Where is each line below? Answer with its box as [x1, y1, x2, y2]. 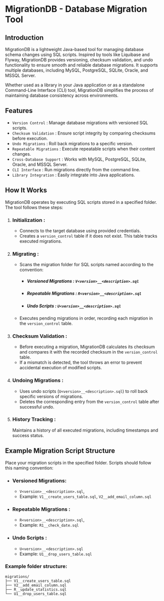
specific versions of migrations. [19, 393, 83, 399]
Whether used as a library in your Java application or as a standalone [5, 82, 145, 88]
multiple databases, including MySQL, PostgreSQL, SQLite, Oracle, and [5, 67, 148, 73]
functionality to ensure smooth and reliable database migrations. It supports [5, 62, 158, 68]
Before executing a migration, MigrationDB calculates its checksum [19, 344, 155, 350]
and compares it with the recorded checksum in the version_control [19, 349, 158, 355]
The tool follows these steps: [5, 204, 64, 210]
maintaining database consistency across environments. [5, 92, 119, 98]
